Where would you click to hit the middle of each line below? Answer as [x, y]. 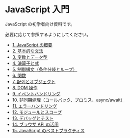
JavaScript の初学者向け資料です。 [40, 24]
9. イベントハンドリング [36, 93]
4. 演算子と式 [26, 63]
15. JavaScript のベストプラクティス [48, 130]
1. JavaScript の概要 [32, 45]
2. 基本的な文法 [28, 51]
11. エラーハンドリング [35, 106]
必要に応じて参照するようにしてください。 [48, 34]
